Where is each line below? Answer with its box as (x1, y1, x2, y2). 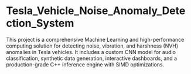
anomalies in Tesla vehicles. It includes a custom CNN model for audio (6, 48, 176, 55)
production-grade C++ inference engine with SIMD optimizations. (6, 60, 165, 68)
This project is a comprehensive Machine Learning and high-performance (6, 36, 185, 43)
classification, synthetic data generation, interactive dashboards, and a (6, 55, 178, 62)
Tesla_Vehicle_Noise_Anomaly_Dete (6, 4, 186, 18)
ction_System (6, 16, 74, 30)
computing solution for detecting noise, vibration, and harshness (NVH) (6, 42, 179, 49)
